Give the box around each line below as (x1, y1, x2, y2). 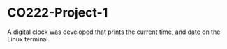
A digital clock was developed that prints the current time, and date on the (7, 28, 221, 36)
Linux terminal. (7, 35, 50, 43)
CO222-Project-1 (7, 5, 108, 21)
